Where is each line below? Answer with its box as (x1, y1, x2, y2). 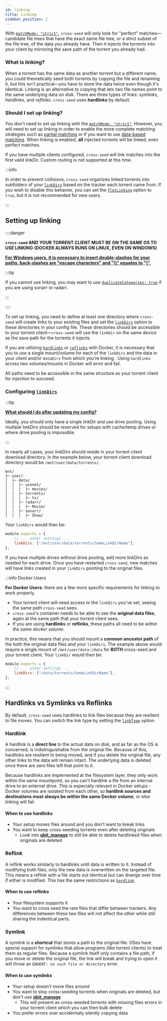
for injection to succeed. (5, 375, 55, 381)
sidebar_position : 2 (5, 17, 48, 22)
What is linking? (5, 59, 45, 66)
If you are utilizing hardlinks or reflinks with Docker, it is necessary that (5, 344, 155, 350)
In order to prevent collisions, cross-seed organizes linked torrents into (5, 176, 150, 182)
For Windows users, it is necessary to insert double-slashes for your (5, 254, 151, 260)
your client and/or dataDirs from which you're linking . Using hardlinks (5, 355, 151, 361)
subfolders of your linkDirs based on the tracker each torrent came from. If (5, 181, 161, 188)
